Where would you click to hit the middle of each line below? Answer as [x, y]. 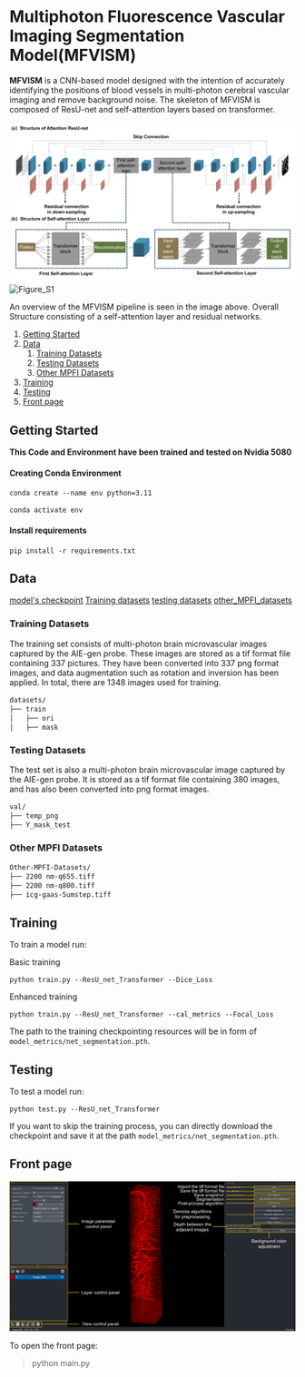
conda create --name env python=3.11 [81, 493]
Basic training [35, 962]
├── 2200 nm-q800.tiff [52, 886]
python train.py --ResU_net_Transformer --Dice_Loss [111, 980]
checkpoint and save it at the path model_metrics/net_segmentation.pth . [144, 1136]
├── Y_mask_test [40, 825]
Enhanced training [44, 997]
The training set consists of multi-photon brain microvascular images [138, 644]
